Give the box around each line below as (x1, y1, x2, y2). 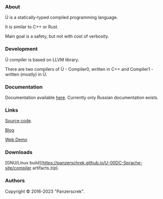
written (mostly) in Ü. (5, 71, 47, 77)
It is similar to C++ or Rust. (5, 24, 59, 30)
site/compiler (5, 165, 32, 171)
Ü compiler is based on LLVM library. (5, 57, 80, 62)
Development (5, 45, 38, 52)
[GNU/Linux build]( (5, 160, 43, 166)
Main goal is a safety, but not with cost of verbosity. (5, 33, 109, 40)
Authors (5, 177, 25, 184)
